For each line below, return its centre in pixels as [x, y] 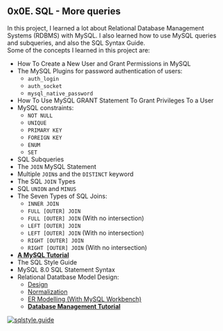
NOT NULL [40, 116]
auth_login [43, 79]
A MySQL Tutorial [43, 255]
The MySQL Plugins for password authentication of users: [100, 71]
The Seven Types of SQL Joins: [62, 196]
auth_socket [45, 86]
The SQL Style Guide [47, 262]
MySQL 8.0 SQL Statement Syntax [66, 269]
